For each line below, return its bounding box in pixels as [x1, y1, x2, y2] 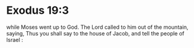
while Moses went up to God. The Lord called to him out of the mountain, [6, 23, 189, 31]
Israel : [6, 36, 23, 43]
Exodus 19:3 [6, 4, 69, 17]
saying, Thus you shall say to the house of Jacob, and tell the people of [6, 29, 185, 37]
